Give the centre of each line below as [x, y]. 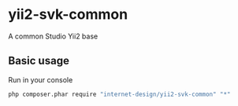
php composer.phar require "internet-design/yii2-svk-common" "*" [119, 94]
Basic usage [39, 61]
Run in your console [41, 79]
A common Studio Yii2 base [53, 36]
